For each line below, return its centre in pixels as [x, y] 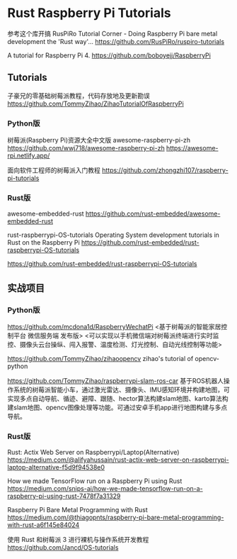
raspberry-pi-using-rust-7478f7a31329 [64, 496]
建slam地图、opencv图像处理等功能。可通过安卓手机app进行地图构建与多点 [117, 408]
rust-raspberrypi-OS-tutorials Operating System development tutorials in [113, 235]
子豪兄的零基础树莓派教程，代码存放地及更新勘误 [79, 95]
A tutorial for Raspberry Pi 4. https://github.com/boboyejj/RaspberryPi [109, 55]
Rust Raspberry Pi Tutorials [89, 13]
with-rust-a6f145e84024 [44, 525]
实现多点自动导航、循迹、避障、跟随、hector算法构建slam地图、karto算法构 [118, 399]
